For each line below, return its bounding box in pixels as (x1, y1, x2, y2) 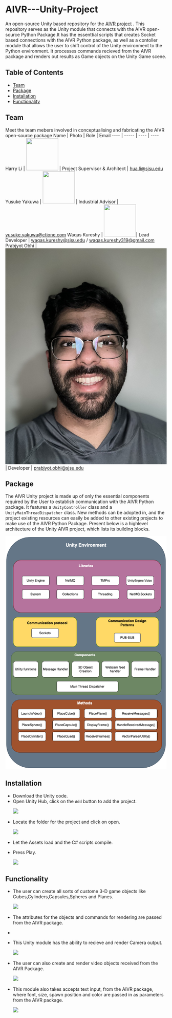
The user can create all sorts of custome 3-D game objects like (12, 888, 146, 895)
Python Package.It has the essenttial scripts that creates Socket (21, 31, 156, 38)
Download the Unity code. (12, 792, 68, 799)
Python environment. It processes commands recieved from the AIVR (5, 48, 152, 54)
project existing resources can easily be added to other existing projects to (5, 515, 163, 521)
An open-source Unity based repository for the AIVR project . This (5, 21, 145, 27)
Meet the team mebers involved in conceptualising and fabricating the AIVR (5, 127, 165, 133)
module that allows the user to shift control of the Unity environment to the (5, 42, 163, 48)
